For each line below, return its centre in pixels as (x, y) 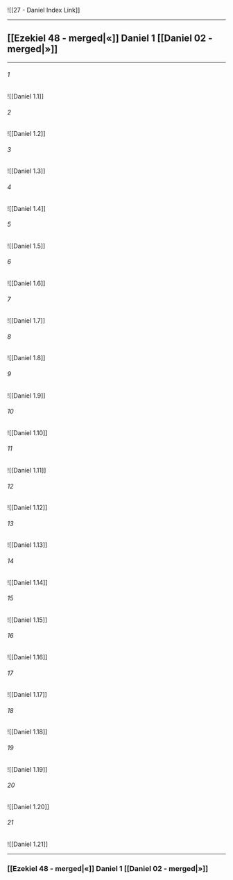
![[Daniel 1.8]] (26, 358)
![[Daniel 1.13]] (27, 545)
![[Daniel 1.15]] (27, 620)
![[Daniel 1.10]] (27, 432)
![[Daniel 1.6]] (26, 283)
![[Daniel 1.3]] (26, 171)
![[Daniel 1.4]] (27, 208)
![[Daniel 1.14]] (27, 582)
